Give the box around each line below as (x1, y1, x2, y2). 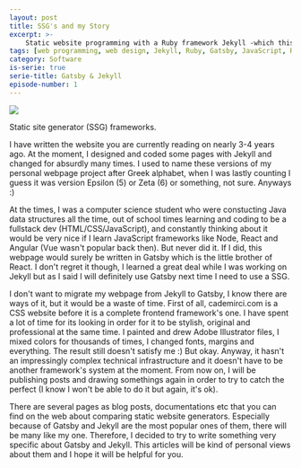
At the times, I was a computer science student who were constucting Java (9, 204, 287, 215)
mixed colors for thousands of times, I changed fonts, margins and (9, 336, 255, 347)
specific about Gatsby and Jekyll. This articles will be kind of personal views (9, 439, 291, 450)
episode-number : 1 (9, 80, 78, 89)
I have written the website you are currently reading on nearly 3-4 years (9, 138, 275, 149)
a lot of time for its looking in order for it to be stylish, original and (9, 316, 251, 328)
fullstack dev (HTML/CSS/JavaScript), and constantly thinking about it (9, 223, 269, 234)
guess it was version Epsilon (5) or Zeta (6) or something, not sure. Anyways (9, 177, 292, 188)
